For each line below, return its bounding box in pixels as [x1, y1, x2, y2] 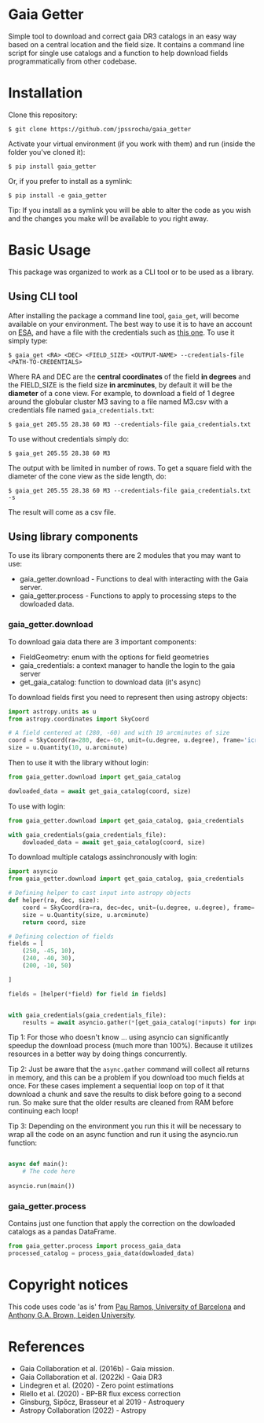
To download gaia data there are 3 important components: [8, 636, 196, 646]
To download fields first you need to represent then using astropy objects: [8, 692, 248, 702]
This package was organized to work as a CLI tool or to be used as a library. [8, 267, 254, 277]
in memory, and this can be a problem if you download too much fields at [8, 1073, 245, 1082]
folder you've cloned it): [8, 147, 86, 156]
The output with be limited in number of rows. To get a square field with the [8, 463, 252, 472]
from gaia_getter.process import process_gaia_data [8, 1242, 181, 1250]
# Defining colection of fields [8, 933, 114, 941]
